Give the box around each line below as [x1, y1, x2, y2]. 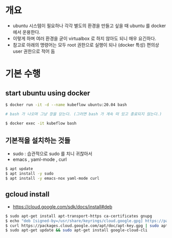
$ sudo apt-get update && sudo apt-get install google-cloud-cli [5, 228, 147, 233]
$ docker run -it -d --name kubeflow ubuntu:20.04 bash [5, 102, 127, 107]
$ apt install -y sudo [5, 171, 54, 177]
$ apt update [5, 166, 33, 171]
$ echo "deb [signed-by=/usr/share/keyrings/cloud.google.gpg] [5, 218, 143, 223]
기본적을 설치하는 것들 [5, 136, 71, 145]
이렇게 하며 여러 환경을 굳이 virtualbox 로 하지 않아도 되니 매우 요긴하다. [12, 35, 157, 41]
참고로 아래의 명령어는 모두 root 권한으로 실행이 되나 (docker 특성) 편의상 [12, 41, 160, 48]
